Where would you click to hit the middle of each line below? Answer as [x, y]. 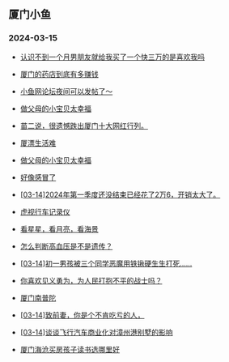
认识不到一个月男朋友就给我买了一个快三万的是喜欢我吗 [112, 57]
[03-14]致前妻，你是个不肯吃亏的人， [82, 315]
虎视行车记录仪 [45, 211]
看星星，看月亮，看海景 [59, 228]
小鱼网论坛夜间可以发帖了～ [66, 91]
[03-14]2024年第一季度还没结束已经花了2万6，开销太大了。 [120, 194]
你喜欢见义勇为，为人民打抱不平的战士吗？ [91, 280]
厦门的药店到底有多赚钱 [59, 74]
